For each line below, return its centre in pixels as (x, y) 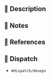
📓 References (25, 42)
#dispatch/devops (29, 71)
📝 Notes (16, 26)
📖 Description (25, 9)
